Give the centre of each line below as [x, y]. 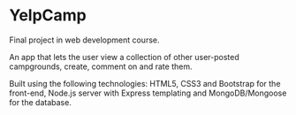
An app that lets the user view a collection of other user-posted [125, 57]
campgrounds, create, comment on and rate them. [101, 66]
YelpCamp [48, 15]
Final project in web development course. [84, 40]
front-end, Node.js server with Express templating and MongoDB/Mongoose [148, 93]
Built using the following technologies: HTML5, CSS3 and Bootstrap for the [145, 83]
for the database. [41, 102]
